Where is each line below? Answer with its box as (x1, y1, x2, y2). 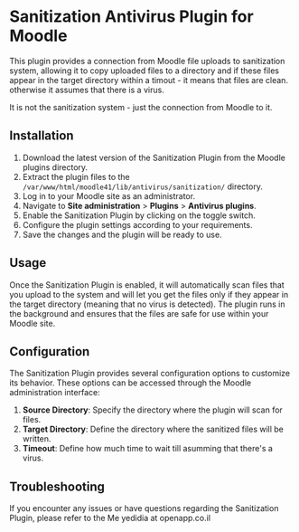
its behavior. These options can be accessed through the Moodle (9, 377, 251, 388)
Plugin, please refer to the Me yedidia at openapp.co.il (9, 513, 210, 524)
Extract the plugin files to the (22, 171, 130, 182)
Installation (9, 128, 74, 144)
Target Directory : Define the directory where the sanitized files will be (22, 423, 285, 435)
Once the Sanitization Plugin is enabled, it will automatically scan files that (9, 279, 285, 290)
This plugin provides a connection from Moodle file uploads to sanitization (9, 55, 285, 66)
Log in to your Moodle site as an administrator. (22, 190, 196, 201)
